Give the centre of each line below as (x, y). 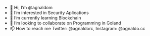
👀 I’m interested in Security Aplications (49, 13)
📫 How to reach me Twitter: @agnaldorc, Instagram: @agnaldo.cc (77, 28)
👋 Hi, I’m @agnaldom (31, 8)
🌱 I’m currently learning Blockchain (45, 18)
